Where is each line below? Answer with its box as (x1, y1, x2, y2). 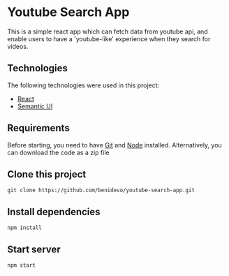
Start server (7, 243, 61, 255)
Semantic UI (17, 102, 53, 110)
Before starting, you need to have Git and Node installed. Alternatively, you (7, 140, 222, 149)
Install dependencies (7, 205, 101, 217)
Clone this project (7, 168, 87, 180)
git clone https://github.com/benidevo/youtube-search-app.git (7, 187, 195, 194)
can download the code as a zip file (7, 148, 110, 157)
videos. (7, 42, 29, 50)
